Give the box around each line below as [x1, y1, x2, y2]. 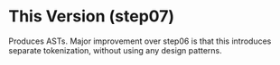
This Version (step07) [8, 6, 175, 27]
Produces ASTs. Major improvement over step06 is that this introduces [8, 36, 272, 46]
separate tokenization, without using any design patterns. [8, 45, 222, 55]
